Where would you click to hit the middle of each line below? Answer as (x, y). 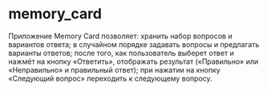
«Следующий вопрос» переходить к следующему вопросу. (110, 78)
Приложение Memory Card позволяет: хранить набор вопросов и (120, 36)
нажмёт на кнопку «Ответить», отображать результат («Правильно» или (133, 61)
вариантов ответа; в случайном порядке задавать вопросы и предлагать (134, 44)
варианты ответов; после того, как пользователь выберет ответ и (121, 53)
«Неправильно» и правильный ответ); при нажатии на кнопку (114, 69)
